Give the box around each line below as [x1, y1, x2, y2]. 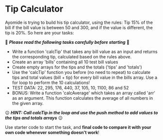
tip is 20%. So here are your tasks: [5, 30, 74, 35]
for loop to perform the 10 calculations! [12, 79, 90, 86]
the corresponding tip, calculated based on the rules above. [12, 53, 132, 59]
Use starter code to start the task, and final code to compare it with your [5, 124, 151, 130]
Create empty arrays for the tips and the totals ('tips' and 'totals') [12, 64, 142, 70]
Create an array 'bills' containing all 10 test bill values [12, 59, 118, 65]
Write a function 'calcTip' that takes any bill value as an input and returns [12, 49, 158, 54]
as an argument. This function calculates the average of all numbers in [12, 95, 153, 101]
